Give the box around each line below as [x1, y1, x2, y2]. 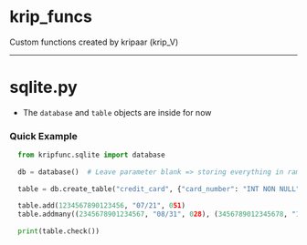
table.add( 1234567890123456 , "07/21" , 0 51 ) [17, 201, 185, 210]
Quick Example [9, 129, 78, 142]
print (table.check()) [17, 227, 101, 236]
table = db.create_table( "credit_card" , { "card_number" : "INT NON [17, 184, 276, 193]
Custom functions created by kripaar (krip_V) [9, 36, 179, 47]
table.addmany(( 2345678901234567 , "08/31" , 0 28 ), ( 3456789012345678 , [17, 209, 288, 219]
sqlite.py [9, 77, 78, 97]
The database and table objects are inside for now [22, 107, 212, 117]
